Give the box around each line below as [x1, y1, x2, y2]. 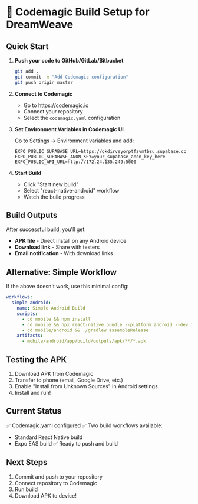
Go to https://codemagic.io [23, 102, 89, 109]
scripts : [16, 310, 38, 317]
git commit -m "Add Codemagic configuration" [14, 74, 128, 80]
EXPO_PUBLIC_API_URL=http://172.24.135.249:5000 [14, 159, 137, 165]
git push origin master [14, 79, 74, 85]
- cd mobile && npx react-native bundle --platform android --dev [21, 321, 189, 327]
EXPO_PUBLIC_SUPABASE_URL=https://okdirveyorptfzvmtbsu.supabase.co [14, 148, 187, 154]
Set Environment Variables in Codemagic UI [14, 125, 124, 132]
